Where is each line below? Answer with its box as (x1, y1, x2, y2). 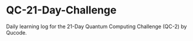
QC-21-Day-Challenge (6, 4, 117, 17)
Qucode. (6, 29, 28, 36)
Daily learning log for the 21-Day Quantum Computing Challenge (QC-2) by (6, 23, 187, 30)
